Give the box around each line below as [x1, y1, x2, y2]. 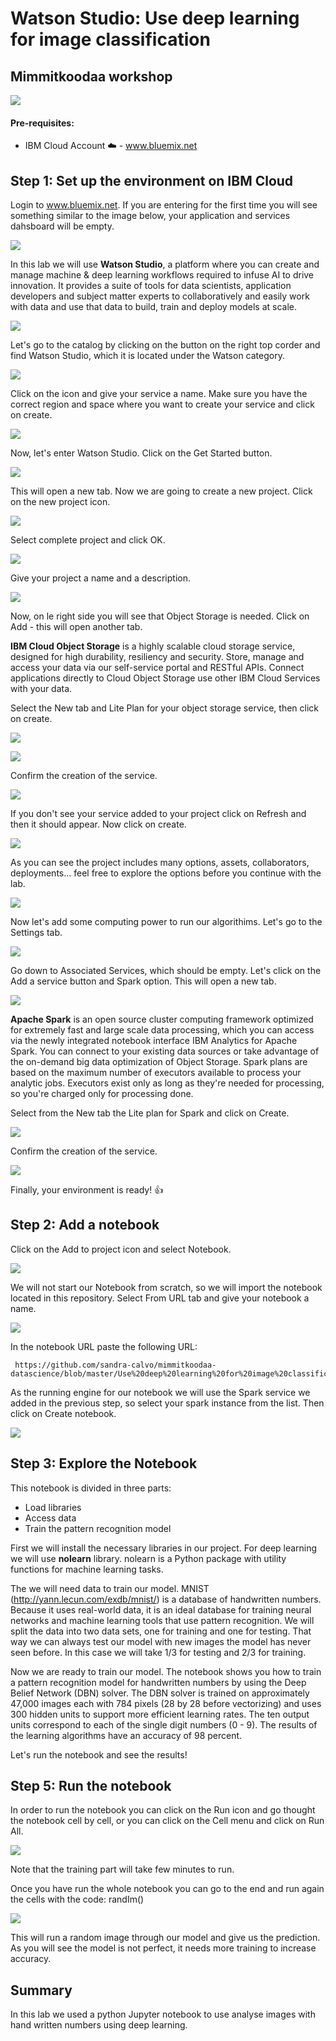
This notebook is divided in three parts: [10, 1482, 172, 1494]
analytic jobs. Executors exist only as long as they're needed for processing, [10, 1077, 325, 1089]
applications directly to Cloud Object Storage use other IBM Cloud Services [10, 672, 321, 684]
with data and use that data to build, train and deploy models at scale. [10, 301, 298, 313]
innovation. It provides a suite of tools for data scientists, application [10, 280, 292, 292]
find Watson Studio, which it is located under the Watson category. [10, 350, 285, 362]
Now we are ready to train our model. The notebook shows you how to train [10, 1665, 322, 1677]
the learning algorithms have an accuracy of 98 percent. [10, 1729, 243, 1741]
